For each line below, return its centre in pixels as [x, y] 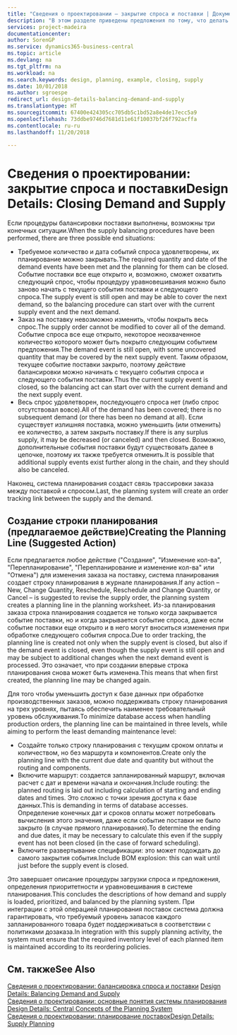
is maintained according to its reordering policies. [79, 947]
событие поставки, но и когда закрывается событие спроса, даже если [116, 620]
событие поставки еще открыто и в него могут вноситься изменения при [118, 628]
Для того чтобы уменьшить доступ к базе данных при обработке [105, 694]
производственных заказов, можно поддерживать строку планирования [117, 702]
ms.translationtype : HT [42, 106]
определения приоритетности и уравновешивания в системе [100, 887]
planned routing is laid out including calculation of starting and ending [119, 790]
